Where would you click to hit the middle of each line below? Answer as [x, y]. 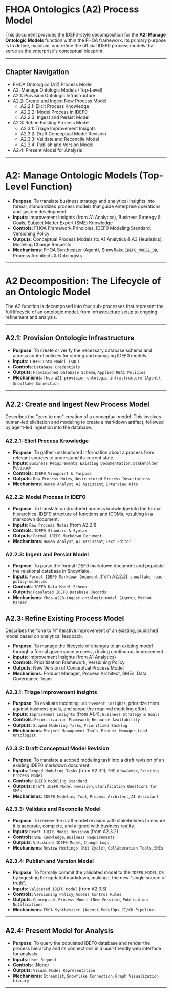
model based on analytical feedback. [44, 636]
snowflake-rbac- [147, 577]
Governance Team [32, 679]
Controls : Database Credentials [46, 367]
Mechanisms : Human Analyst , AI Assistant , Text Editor [72, 541]
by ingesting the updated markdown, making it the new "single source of [89, 878]
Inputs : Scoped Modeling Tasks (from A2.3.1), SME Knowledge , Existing [86, 770]
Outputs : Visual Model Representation [54, 970]
